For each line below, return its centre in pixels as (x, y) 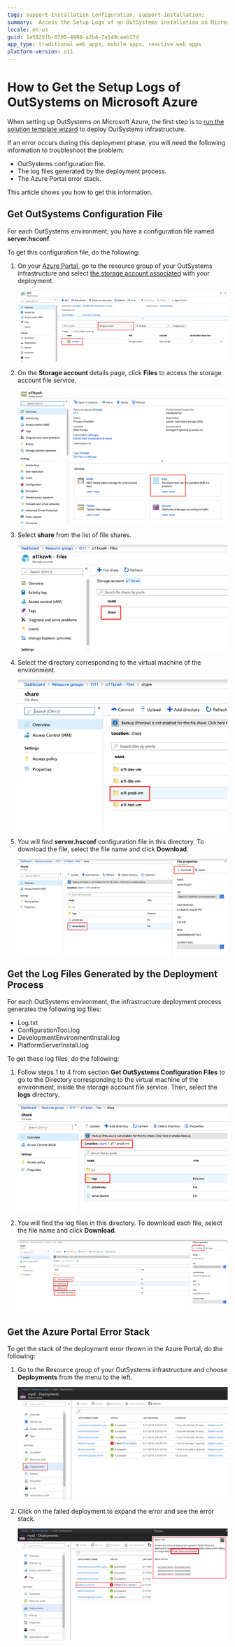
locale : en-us (28, 29)
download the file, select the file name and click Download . (103, 849)
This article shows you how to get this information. (80, 192)
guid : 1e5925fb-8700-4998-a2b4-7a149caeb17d (73, 37)
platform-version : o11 (40, 52)
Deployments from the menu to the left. (75, 1377)
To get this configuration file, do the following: (73, 252)
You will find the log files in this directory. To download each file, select (120, 1223)
